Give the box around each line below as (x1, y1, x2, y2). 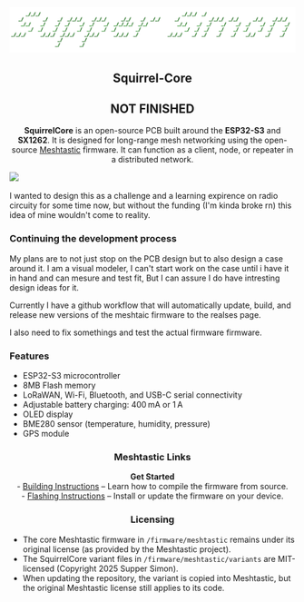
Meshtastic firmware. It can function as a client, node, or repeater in (39, 144, 294, 155)
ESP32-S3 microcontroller (22, 370, 121, 381)
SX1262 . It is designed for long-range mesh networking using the (17, 134, 263, 146)
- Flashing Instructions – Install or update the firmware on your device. (21, 490, 284, 501)
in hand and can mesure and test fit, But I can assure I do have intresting (9, 272, 280, 283)
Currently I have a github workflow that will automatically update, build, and (9, 300, 292, 311)
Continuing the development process (9, 232, 177, 245)
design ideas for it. (9, 281, 80, 292)
